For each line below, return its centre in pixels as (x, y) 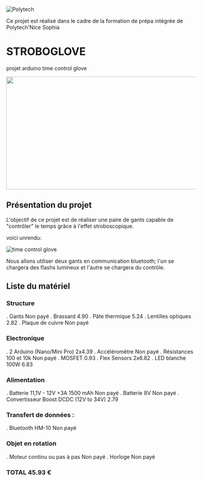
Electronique (25, 339)
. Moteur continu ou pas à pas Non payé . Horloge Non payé (81, 456)
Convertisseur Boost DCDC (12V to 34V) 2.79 (62, 399)
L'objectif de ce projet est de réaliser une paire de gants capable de (90, 219)
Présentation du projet (49, 205)
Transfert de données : (40, 415)
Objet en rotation (32, 444)
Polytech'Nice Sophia (33, 27)
